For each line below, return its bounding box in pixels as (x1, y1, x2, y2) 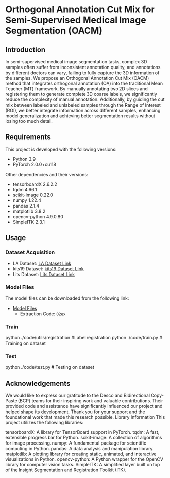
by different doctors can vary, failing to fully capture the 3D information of (5, 70, 160, 76)
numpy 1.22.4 (12, 197, 42, 203)
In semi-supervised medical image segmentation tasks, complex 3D (5, 59, 147, 64)
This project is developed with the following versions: (5, 146, 117, 152)
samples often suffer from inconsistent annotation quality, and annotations (5, 64, 161, 70)
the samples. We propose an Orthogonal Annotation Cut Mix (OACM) (5, 75, 149, 81)
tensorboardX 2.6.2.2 (12, 181, 57, 187)
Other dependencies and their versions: (5, 171, 88, 177)
